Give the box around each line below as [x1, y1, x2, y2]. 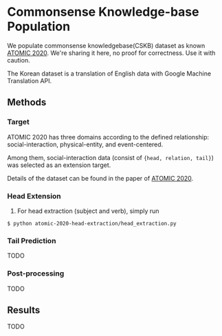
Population [7, 19, 71, 34]
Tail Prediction [7, 236, 56, 245]
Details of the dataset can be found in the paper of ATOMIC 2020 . [7, 174, 194, 182]
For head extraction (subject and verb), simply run [16, 207, 159, 215]
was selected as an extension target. [7, 161, 111, 169]
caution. [7, 56, 30, 64]
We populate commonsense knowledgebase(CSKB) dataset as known [7, 41, 206, 49]
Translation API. [7, 76, 52, 85]
